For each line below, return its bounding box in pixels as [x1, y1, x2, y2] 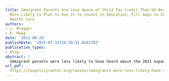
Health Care [10, 17, 35, 22]
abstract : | [5, 54, 30, 59]
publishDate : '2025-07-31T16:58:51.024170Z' [5, 40, 100, 45]
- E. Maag [5, 31, 26, 36]
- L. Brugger [5, 26, 33, 31]
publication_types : [5, 45, 46, 50]
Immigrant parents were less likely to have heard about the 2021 [10, 59, 152, 64]
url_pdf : [5, 63, 24, 68]
